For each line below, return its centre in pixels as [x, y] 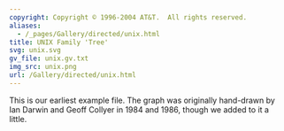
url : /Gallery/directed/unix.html [73, 75]
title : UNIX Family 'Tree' [59, 42]
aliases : [25, 26]
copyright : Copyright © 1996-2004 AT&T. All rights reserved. [128, 17]
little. [18, 119]
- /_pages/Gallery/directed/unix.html [89, 34]
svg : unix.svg [35, 50]
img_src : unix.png [43, 67]
